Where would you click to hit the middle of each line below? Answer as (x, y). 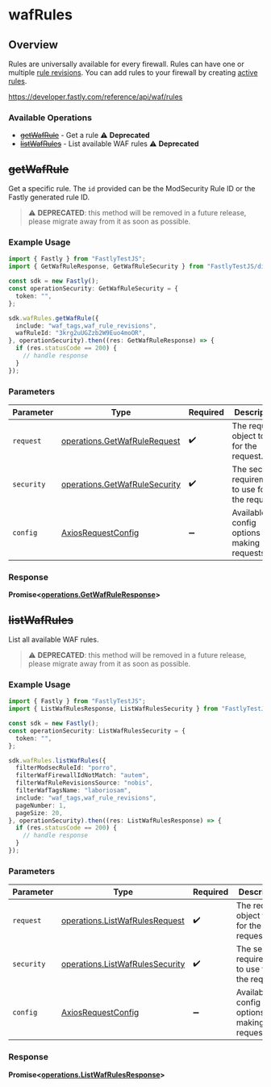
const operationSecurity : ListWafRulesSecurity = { (97, 731)
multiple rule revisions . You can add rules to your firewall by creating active (133, 73)
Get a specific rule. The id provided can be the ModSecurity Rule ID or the (132, 189)
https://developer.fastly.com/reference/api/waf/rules (96, 97)
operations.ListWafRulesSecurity (123, 964)
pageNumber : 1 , (41, 805)
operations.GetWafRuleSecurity (121, 484)
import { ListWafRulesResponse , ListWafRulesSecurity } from (113, 709)
